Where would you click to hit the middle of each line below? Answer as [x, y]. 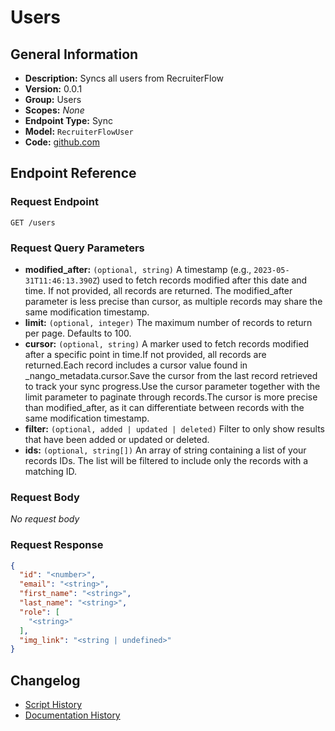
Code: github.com [62, 142]
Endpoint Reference [73, 173]
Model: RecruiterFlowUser [79, 131]
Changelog [45, 680]
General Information [74, 54]
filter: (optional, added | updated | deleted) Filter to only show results [175, 428]
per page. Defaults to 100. [78, 333]
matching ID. [51, 471]
